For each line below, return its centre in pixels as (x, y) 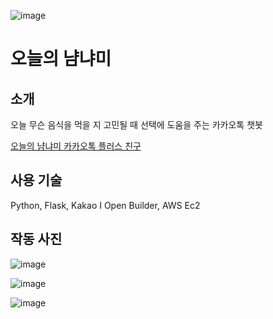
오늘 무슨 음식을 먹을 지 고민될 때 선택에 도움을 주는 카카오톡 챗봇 (136, 124)
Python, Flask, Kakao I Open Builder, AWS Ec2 (105, 205)
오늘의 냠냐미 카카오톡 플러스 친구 (76, 146)
